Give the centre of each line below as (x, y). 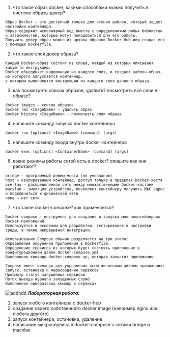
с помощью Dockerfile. (29, 44)
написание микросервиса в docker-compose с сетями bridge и (81, 325)
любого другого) (31, 314)
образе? (22, 96)
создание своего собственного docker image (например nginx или (85, 308)
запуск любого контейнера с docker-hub (57, 303)
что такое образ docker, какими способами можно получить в (81, 7)
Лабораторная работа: (54, 293)
